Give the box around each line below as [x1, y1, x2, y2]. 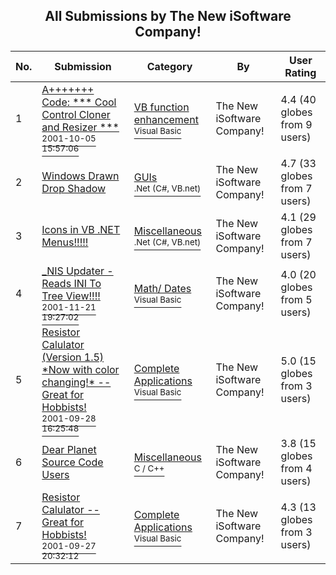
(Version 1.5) [41, 350, 105, 364]
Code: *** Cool [41, 95, 117, 109]
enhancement [133, 112, 199, 126]
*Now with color [41, 362, 120, 376]
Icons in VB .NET [41, 222, 121, 236]
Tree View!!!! [41, 289, 101, 303]
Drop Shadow [41, 181, 107, 195]
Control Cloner [41, 107, 111, 121]
